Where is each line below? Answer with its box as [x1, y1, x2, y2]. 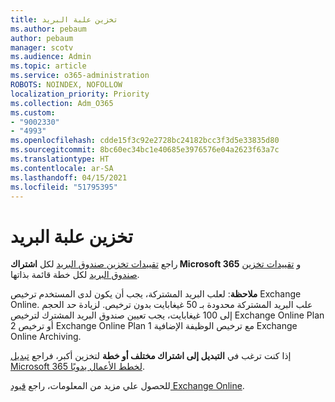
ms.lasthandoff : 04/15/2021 [10, 172, 128, 183]
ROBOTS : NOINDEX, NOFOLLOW [10, 80, 123, 90]
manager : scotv [10, 42, 74, 53]
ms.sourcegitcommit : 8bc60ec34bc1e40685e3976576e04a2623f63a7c [10, 145, 280, 155]
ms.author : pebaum [10, 24, 87, 34]
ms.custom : [10, 107, 56, 118]
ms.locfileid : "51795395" [10, 182, 118, 192]
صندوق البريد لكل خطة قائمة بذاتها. [10, 269, 140, 281]
